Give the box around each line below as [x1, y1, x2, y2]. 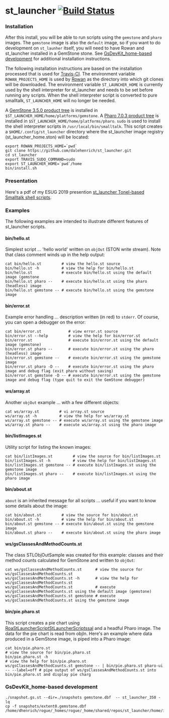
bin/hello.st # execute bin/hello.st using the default [5, 270, 152, 275]
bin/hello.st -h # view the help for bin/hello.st [5, 266, 134, 271]
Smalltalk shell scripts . [5, 194, 52, 200]
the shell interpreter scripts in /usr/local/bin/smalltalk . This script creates [5, 123, 162, 129]
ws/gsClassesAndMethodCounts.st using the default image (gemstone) [5, 589, 152, 594]
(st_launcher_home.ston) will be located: [5, 134, 90, 140]
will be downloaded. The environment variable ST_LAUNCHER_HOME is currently [5, 82, 163, 88]
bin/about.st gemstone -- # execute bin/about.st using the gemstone [5, 521, 154, 527]
